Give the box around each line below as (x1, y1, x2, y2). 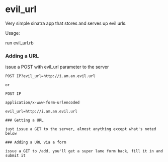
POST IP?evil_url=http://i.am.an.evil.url (5, 74, 96, 79)
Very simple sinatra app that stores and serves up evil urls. (5, 20, 127, 26)
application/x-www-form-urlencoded (5, 100, 80, 105)
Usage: (5, 30, 20, 36)
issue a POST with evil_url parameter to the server (5, 64, 109, 70)
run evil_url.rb (5, 39, 34, 46)
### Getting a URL (5, 118, 44, 123)
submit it (5, 153, 26, 158)
